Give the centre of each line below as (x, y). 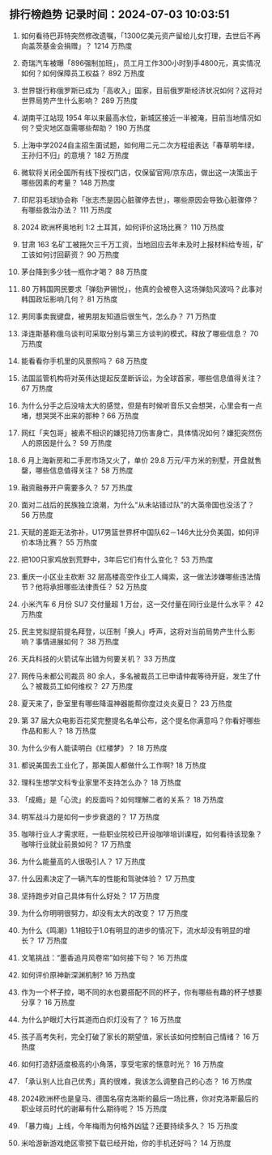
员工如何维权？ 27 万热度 (91, 686)
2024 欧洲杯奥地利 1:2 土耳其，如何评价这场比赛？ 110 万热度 (123, 227)
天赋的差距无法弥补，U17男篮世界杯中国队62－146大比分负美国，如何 (137, 532)
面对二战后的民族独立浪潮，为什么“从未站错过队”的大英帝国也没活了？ (138, 504)
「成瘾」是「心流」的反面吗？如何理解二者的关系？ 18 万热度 (123, 799)
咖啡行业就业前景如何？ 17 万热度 (76, 844)
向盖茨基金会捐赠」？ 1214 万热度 (76, 45)
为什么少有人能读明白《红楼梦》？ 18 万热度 (94, 747)
